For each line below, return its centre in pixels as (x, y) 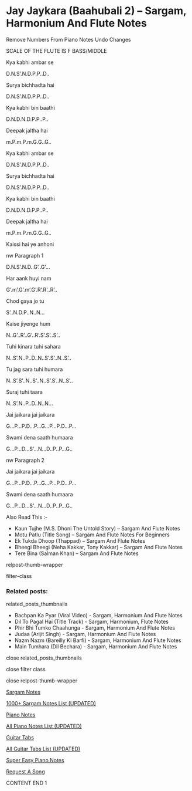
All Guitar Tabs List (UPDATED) (43, 749)
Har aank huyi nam (29, 278)
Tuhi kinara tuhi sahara (34, 346)
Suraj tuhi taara (24, 392)
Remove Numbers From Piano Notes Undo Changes (68, 39)
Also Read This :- (27, 517)
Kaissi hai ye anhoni (30, 244)
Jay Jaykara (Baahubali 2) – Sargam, (96, 11)
